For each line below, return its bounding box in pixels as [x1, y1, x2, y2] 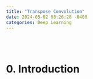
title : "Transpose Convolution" [6, 8, 85, 15]
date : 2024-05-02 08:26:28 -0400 [6, 14, 88, 20]
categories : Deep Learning [6, 19, 72, 25]
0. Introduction [6, 62, 80, 75]
